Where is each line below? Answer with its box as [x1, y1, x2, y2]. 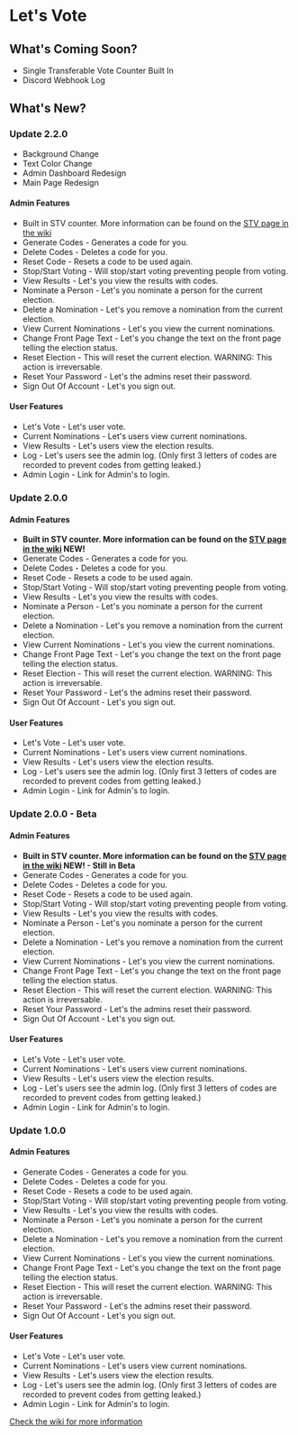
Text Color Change [22, 158, 93, 169]
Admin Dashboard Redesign [22, 168, 127, 178]
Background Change [22, 148, 99, 159]
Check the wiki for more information [9, 1416, 143, 1427]
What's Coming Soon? [9, 41, 138, 57]
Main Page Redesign [22, 177, 99, 187]
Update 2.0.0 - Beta [9, 808, 97, 820]
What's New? [9, 101, 87, 116]
